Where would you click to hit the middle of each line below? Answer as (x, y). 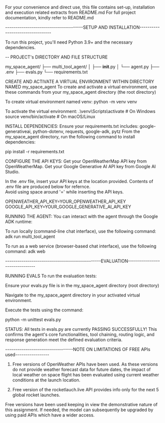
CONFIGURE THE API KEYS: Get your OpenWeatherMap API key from (76, 161)
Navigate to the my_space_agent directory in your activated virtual (73, 295)
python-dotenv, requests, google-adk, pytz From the (86, 131)
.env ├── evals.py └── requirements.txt (47, 72)
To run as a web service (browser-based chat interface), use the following (81, 246)
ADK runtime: (19, 222)
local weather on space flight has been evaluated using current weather (86, 375)
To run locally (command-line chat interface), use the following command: (81, 231)
